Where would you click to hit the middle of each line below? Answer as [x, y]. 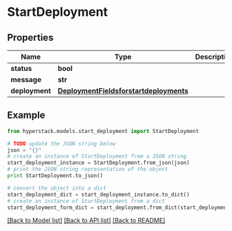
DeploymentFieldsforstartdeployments [123, 91]
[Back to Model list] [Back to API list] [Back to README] [86, 221]
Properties [30, 38]
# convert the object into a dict [57, 188]
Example [26, 115]
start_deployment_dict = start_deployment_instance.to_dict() [98, 194]
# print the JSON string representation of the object [88, 170]
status [21, 68]
